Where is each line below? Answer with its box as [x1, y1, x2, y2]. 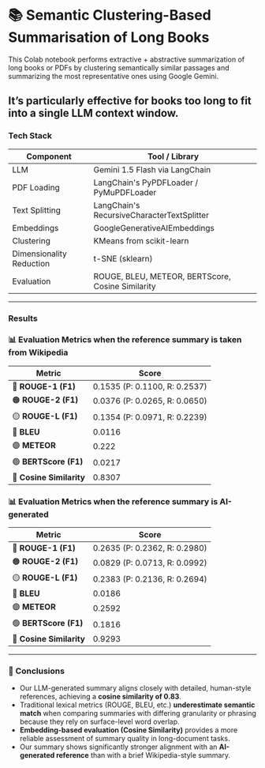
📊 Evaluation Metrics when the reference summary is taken [8, 334, 242, 345]
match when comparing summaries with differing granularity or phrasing [19, 709, 256, 718]
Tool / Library [147, 151, 200, 162]
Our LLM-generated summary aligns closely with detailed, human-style [19, 683, 252, 693]
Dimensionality [12, 248, 67, 259]
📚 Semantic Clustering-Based [8, 6, 211, 24]
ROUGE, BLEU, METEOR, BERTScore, [93, 270, 231, 281]
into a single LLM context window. [8, 107, 179, 120]
